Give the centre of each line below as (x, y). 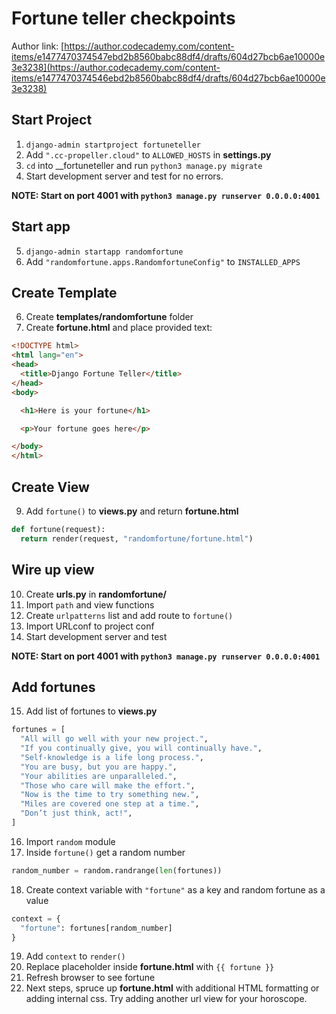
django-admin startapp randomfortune (104, 252)
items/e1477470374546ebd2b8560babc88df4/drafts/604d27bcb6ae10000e (168, 78)
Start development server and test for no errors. (124, 176)
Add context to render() (75, 956)
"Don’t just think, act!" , (76, 813)
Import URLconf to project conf (90, 626)
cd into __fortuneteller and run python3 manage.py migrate (144, 165)
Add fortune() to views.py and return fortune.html (132, 511)
